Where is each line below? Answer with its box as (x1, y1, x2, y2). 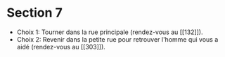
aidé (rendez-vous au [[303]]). (16, 42, 106, 51)
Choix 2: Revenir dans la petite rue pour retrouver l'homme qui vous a (16, 35, 219, 43)
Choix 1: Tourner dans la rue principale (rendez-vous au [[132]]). (16, 28, 203, 36)
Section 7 (6, 5, 63, 21)
